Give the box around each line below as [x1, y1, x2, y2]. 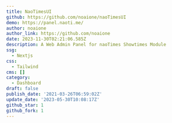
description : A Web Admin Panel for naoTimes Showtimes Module [6, 42, 167, 48]
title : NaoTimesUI [6, 8, 52, 15]
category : [6, 75, 31, 80]
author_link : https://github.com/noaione [6, 31, 111, 37]
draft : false [6, 86, 39, 92]
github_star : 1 [6, 102, 44, 108]
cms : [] [6, 69, 26, 75]
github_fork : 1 [6, 108, 44, 114]
